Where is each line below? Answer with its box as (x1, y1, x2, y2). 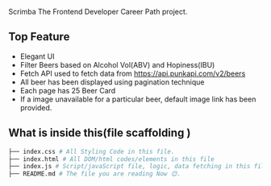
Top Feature (8, 30, 70, 43)
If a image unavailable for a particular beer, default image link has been (19, 94, 256, 104)
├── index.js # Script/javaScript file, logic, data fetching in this (8, 163, 251, 171)
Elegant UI (19, 52, 55, 61)
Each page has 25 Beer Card (19, 85, 116, 95)
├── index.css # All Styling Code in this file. (8, 147, 175, 155)
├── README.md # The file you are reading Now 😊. (8, 170, 181, 178)
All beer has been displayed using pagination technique (19, 76, 205, 87)
